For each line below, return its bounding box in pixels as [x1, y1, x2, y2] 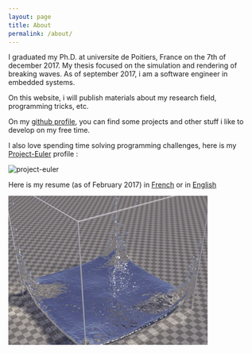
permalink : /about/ [8, 29, 73, 37]
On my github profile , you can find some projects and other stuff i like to [8, 117, 244, 126]
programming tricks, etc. [8, 102, 89, 111]
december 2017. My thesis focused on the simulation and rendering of [8, 60, 238, 71]
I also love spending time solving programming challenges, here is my [8, 141, 237, 150]
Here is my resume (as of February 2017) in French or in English [8, 180, 217, 190]
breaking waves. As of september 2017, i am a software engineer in [8, 69, 228, 79]
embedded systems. [8, 78, 76, 87]
